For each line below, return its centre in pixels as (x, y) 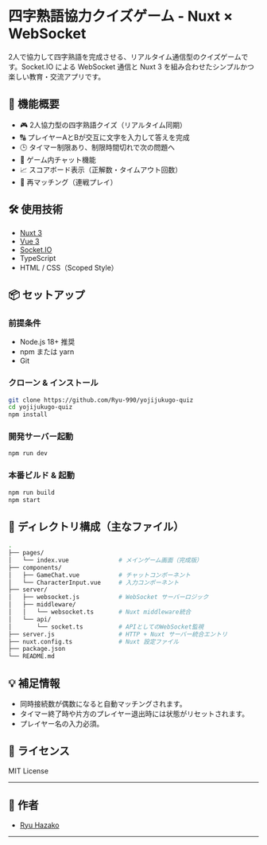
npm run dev (28, 454)
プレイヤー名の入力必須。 (62, 724)
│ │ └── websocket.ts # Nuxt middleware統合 (100, 612)
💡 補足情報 (34, 683)
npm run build (32, 493)
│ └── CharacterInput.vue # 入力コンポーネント (94, 582)
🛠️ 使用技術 (36, 210)
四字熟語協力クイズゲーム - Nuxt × (120, 16)
